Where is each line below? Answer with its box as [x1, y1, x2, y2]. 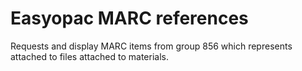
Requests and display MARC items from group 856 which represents [10, 40, 293, 52]
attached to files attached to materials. [10, 50, 170, 62]
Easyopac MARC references [10, 7, 249, 30]
